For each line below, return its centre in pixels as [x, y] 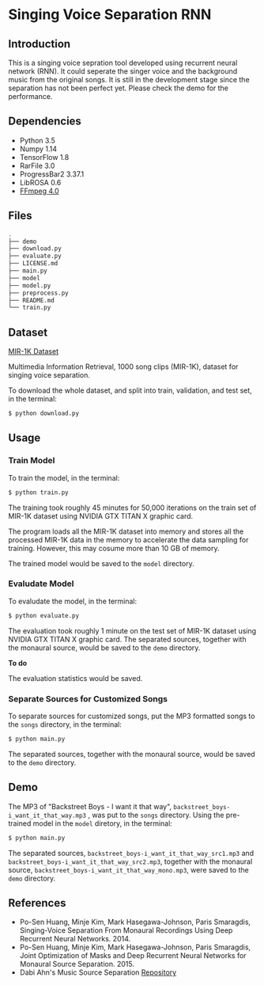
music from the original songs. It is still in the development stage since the [129, 80]
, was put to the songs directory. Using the [156, 815]
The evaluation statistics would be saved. [75, 678]
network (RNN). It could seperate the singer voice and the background [123, 71]
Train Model [32, 461]
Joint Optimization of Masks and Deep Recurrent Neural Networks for [133, 956]
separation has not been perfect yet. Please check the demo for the [119, 88]
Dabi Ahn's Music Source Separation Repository [98, 972]
